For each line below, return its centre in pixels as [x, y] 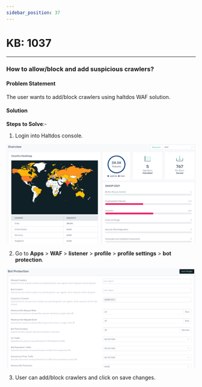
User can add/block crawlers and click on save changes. [85, 377]
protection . [29, 260]
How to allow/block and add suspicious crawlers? [80, 69]
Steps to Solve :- [27, 124]
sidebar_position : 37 [33, 13]
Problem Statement [31, 83]
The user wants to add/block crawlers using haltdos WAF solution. [88, 97]
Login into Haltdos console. [49, 136]
